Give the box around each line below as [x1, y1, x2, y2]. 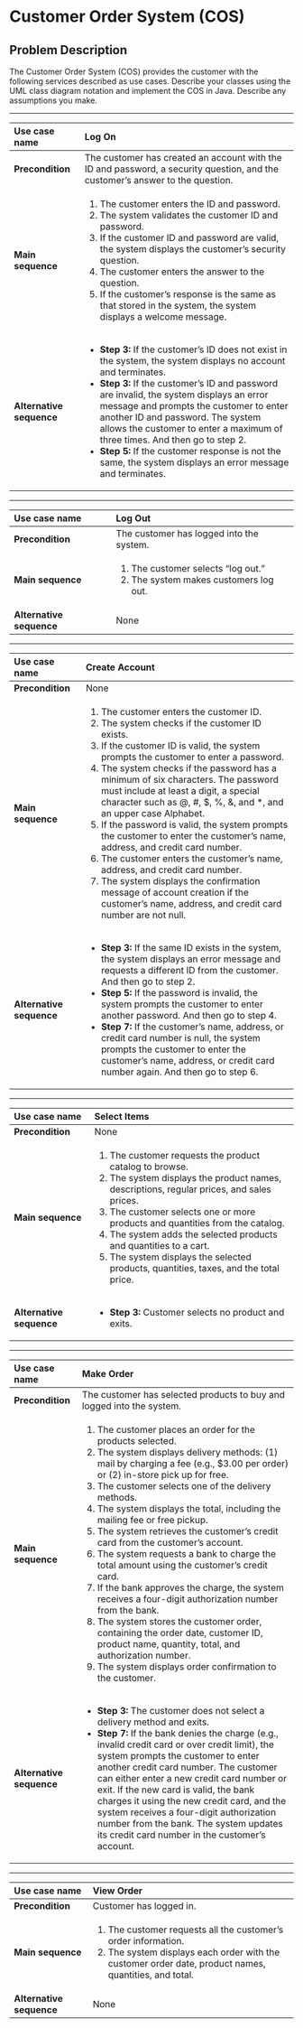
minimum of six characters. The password [100, 774, 280, 786]
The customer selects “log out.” [131, 563, 266, 574]
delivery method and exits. [97, 1716, 210, 1728]
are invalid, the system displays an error [99, 388, 269, 401]
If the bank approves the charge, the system [97, 1582, 284, 1594]
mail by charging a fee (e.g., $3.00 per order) [97, 1457, 289, 1469]
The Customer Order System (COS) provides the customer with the [9, 66, 259, 77]
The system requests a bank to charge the [97, 1548, 277, 1559]
